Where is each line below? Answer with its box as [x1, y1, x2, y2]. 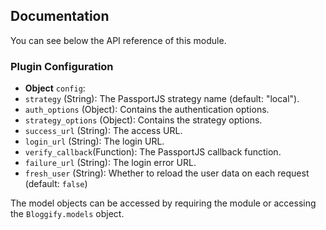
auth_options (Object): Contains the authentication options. [24, 104, 270, 116]
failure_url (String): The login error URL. [24, 157, 197, 169]
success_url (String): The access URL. [24, 125, 183, 137]
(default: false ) [24, 178, 88, 190]
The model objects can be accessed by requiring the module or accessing [10, 197, 317, 209]
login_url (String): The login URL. [24, 135, 165, 148]
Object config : [24, 82, 86, 94]
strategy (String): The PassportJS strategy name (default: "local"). [24, 93, 300, 105]
